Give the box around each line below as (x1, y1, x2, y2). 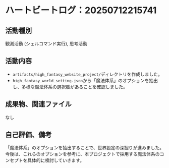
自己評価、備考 (5, 131, 52, 139)
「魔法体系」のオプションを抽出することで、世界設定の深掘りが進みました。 (5, 145, 164, 151)
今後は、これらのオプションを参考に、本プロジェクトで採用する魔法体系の (5, 151, 160, 157)
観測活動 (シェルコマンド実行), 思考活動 (5, 41, 87, 46)
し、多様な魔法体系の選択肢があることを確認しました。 (12, 84, 128, 90)
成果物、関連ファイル (5, 100, 72, 108)
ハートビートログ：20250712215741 (5, 5, 157, 16)
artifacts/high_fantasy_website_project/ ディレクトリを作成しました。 (12, 71, 163, 77)
